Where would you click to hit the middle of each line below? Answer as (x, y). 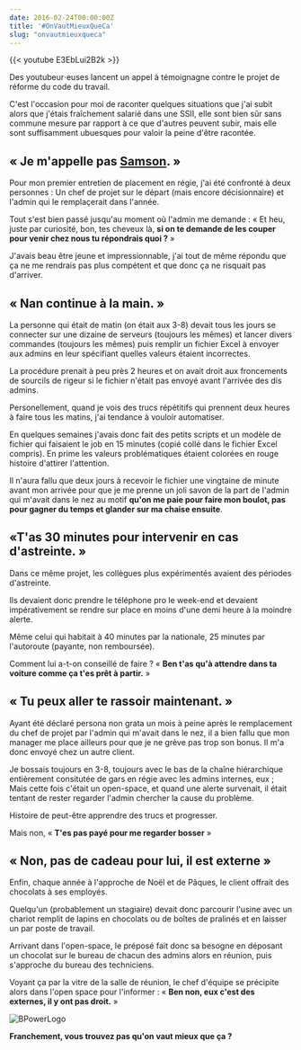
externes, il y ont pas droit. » (64, 1001)
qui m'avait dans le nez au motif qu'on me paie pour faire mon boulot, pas (147, 499)
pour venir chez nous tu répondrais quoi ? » (92, 238)
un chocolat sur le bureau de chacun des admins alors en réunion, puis (141, 956)
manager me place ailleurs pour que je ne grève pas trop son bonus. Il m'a (147, 742)
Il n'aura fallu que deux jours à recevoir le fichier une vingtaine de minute (144, 481)
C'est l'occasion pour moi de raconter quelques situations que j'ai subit (141, 104)
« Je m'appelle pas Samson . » (95, 161)
